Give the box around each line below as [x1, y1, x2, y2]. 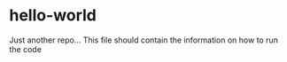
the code [9, 43, 43, 54]
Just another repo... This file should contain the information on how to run [9, 35, 279, 45]
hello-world [9, 5, 97, 26]
